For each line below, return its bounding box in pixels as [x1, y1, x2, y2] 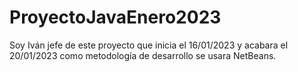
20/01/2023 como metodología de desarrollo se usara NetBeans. [9, 49, 277, 61]
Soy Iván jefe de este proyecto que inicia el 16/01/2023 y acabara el [9, 39, 289, 51]
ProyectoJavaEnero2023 [9, 6, 222, 29]
